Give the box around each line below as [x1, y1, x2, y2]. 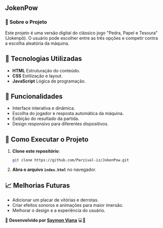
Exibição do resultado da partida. [12, 115, 80, 122]
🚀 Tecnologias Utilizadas [5, 55, 82, 63]
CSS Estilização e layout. [12, 73, 63, 79]
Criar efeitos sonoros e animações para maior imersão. [12, 202, 124, 208]
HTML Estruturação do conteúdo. [12, 67, 81, 73]
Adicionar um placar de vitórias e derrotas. [12, 197, 99, 203]
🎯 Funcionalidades [5, 92, 63, 100]
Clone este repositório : [12, 148, 60, 154]
